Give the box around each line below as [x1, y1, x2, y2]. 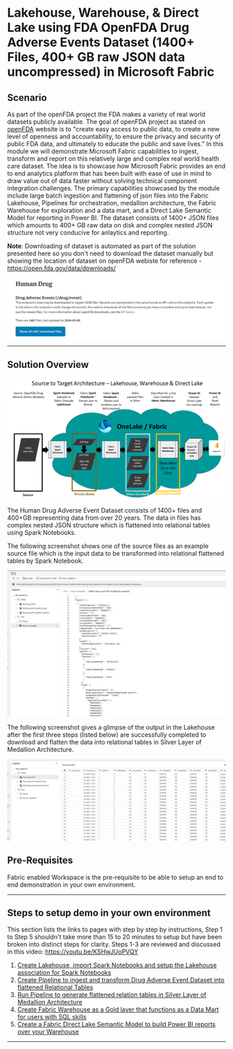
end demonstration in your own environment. [7, 880, 136, 888]
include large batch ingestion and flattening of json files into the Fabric [7, 191, 209, 200]
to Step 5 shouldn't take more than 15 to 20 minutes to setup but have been [7, 933, 223, 941]
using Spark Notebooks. [7, 529, 76, 537]
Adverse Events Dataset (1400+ [7, 35, 196, 50]
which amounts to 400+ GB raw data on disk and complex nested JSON [7, 221, 213, 229]
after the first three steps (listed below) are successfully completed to [7, 730, 207, 739]
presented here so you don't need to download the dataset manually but [7, 249, 214, 257]
